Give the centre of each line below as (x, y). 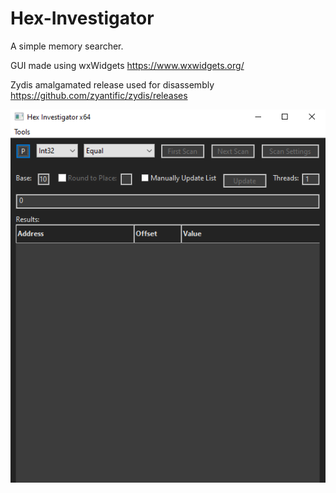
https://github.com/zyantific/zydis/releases (99, 95)
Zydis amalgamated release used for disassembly (112, 84)
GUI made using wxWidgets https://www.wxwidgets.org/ (127, 65)
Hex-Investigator (82, 18)
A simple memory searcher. (67, 46)
